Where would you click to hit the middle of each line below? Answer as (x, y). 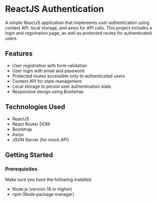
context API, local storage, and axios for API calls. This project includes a (79, 27)
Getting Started (29, 155)
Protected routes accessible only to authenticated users (68, 76)
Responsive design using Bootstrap (48, 91)
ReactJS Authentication (55, 9)
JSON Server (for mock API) (41, 139)
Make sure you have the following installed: (49, 179)
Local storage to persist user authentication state (62, 86)
